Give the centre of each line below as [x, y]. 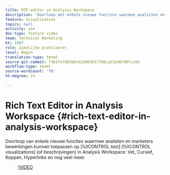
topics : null [19, 24]
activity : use [20, 29]
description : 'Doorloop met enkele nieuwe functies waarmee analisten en [85, 15]
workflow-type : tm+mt [28, 66]
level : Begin [19, 52]
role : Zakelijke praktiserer [36, 48]
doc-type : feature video [32, 33]
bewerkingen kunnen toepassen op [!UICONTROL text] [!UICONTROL [78, 146]
